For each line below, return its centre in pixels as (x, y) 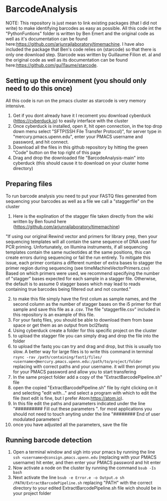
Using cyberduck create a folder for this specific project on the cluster (85, 330)
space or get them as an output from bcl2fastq (61, 325)
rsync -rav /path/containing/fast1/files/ (57, 357)
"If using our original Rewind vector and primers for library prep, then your (82, 236)
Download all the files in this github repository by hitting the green (80, 147)
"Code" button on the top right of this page (57, 152)
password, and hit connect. (41, 142)
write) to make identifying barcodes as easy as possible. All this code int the (83, 28)
